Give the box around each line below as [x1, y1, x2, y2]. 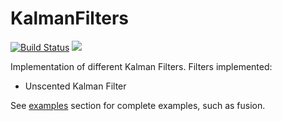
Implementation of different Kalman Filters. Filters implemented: [10, 60, 273, 72]
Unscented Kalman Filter [24, 80, 127, 92]
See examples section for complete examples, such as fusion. [10, 99, 266, 111]
